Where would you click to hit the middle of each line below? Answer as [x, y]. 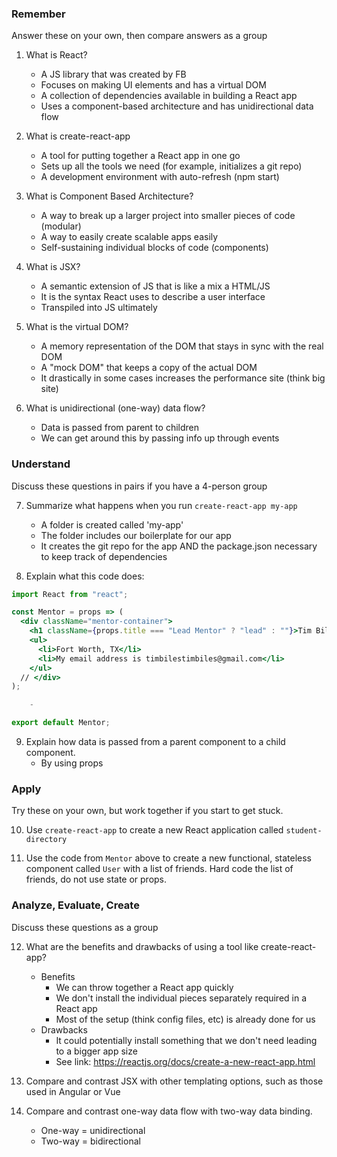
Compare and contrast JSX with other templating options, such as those [174, 1081]
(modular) [61, 226]
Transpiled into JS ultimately [99, 308]
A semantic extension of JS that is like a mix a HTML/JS [155, 286]
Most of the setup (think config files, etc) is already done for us [185, 1019]
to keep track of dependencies [104, 556]
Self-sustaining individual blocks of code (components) [154, 248]
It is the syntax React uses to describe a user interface [153, 297]
